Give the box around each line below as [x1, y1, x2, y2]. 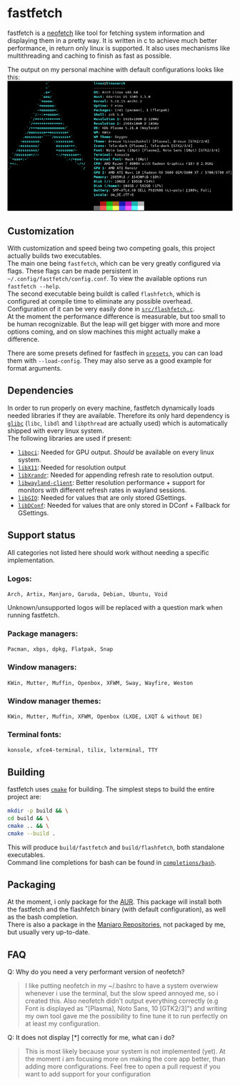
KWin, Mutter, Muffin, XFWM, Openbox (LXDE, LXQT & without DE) [7, 713, 203, 720]
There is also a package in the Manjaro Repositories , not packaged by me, [7, 920, 226, 929]
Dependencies [7, 384, 74, 397]
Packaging [7, 879, 56, 891]
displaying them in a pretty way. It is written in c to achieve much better [7, 36, 218, 44]
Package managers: [7, 629, 79, 639]
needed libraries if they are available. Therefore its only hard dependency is [7, 411, 230, 419]
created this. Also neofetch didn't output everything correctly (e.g [24, 996, 219, 1005]
